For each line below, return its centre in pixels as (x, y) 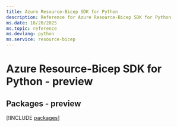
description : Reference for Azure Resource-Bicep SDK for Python (88, 17)
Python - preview (50, 82)
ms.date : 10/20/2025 (32, 23)
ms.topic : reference (32, 28)
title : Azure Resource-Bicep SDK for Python (62, 12)
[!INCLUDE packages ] (33, 118)
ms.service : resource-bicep (41, 39)
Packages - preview (44, 103)
